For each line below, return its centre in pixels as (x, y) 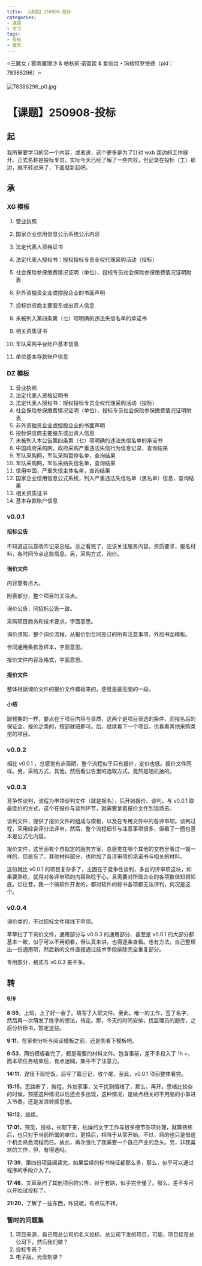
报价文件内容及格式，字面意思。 (46, 660)
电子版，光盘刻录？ (39, 1257)
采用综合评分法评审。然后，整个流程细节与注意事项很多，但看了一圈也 (104, 829)
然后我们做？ (52, 1242)
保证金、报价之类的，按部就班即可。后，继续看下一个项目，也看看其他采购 (99, 726)
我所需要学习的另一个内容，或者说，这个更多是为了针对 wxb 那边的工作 (95, 152)
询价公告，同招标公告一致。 (41, 609)
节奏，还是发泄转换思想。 (43, 1102)
